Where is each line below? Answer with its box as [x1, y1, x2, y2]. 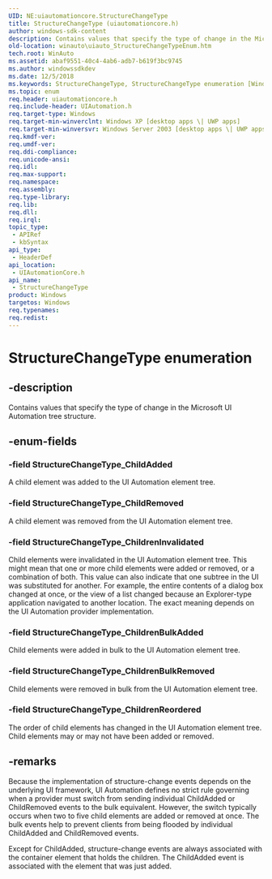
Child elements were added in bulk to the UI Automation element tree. [8, 645, 240, 655]
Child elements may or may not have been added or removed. [8, 731, 215, 741]
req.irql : [8, 216, 42, 224]
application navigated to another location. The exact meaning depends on [8, 597, 255, 607]
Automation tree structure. [8, 411, 96, 420]
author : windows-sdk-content [8, 27, 107, 35]
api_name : [8, 276, 42, 284]
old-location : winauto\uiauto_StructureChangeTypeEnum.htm [8, 42, 212, 50]
